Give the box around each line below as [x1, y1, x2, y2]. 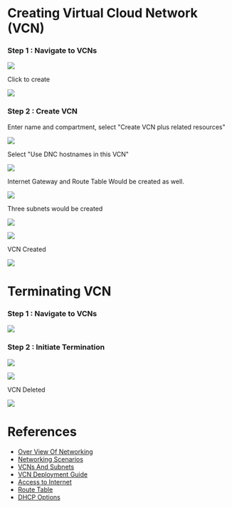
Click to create [7, 75, 51, 83]
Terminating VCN [7, 283, 112, 299]
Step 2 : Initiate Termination [7, 342, 105, 352]
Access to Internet [17, 477, 73, 486]
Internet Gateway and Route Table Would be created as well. [7, 177, 185, 186]
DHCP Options [17, 492, 60, 501]
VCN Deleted [7, 385, 46, 394]
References [7, 423, 77, 440]
